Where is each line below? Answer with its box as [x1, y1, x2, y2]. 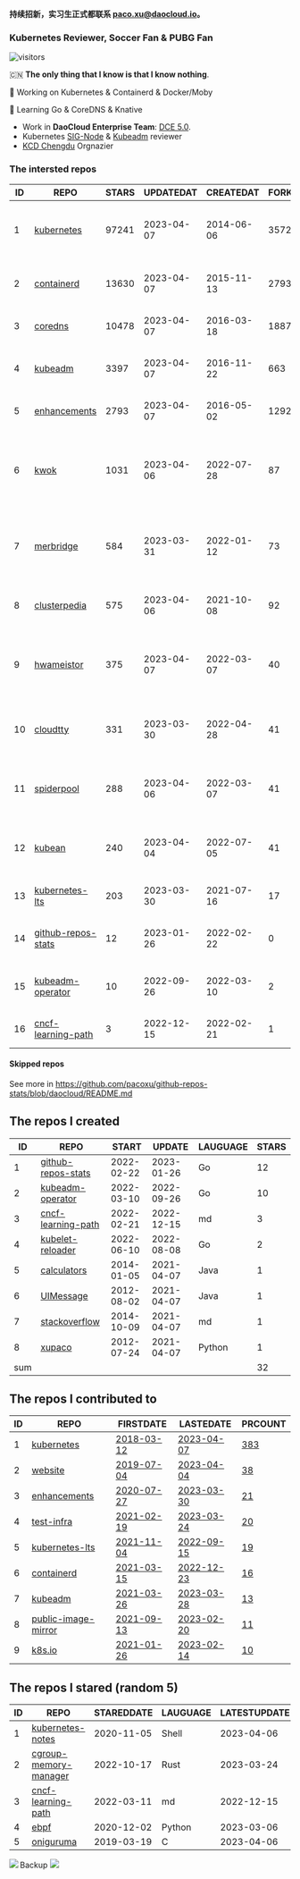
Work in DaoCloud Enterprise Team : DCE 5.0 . [21, 122, 192, 132]
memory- [31, 1758, 73, 1771]
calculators [39, 1264, 87, 1277]
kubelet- [39, 1233, 79, 1245]
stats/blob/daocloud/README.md [9, 1088, 133, 1099]
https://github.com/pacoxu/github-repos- [54, 1078, 208, 1089]
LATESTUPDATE [220, 1706, 290, 1719]
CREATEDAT [205, 186, 260, 198]
